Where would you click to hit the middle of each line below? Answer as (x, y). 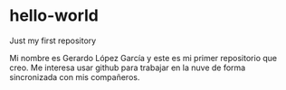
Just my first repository (53, 40)
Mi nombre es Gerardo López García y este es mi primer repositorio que (143, 58)
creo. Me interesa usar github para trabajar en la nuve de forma (128, 67)
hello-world (54, 16)
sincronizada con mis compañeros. (75, 76)
